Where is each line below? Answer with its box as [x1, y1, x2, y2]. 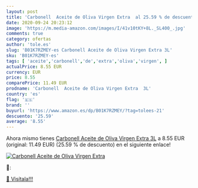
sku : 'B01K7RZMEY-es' [6, 53, 60, 59]
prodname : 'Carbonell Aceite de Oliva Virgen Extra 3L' [6, 86, 151, 92]
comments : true [6, 31, 44, 37]
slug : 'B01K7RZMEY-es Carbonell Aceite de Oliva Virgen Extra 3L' [6, 47, 173, 53]
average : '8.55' [6, 119, 46, 125]
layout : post [6, 8, 38, 15]
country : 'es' [6, 91, 41, 97]
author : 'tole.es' [6, 42, 51, 48]
